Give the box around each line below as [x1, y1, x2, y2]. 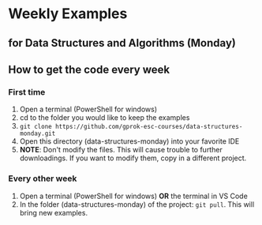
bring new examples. [19, 208, 88, 217]
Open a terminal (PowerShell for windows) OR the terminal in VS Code [19, 191, 249, 201]
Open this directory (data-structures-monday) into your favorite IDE [19, 137, 240, 146]
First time [8, 86, 46, 97]
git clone [19, 123, 53, 131]
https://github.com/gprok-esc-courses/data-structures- [54, 123, 243, 131]
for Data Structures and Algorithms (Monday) [8, 36, 237, 50]
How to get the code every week [8, 62, 170, 76]
